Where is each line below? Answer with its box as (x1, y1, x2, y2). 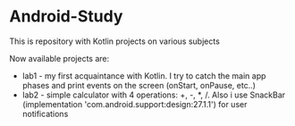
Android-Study (9, 6, 123, 27)
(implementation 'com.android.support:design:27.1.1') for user (21, 98, 248, 109)
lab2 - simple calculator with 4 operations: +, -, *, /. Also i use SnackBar (21, 89, 286, 100)
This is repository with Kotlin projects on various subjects (9, 36, 221, 46)
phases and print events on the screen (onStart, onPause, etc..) (21, 80, 257, 90)
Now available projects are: (9, 53, 110, 63)
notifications (21, 108, 69, 119)
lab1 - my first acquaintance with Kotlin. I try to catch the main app (21, 70, 266, 81)
